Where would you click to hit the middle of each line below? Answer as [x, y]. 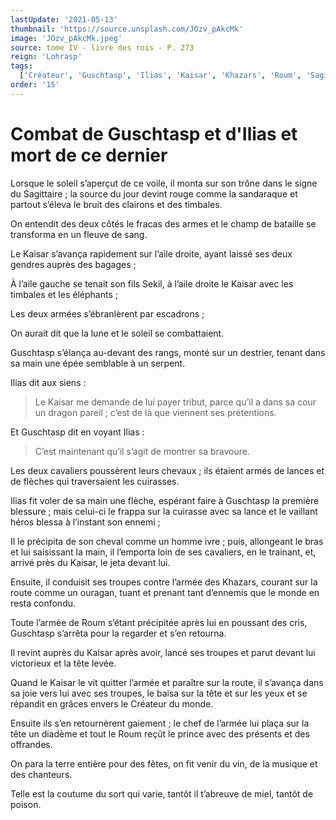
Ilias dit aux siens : [48, 382]
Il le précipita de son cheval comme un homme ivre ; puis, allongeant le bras [167, 541]
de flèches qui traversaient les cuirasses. [95, 481]
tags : [21, 66]
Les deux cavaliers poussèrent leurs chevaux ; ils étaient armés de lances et [167, 470]
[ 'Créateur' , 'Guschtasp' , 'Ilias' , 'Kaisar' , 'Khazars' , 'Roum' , [160, 76]
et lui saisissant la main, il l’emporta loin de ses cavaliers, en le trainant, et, [163, 552]
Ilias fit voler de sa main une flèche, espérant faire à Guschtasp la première [165, 500]
